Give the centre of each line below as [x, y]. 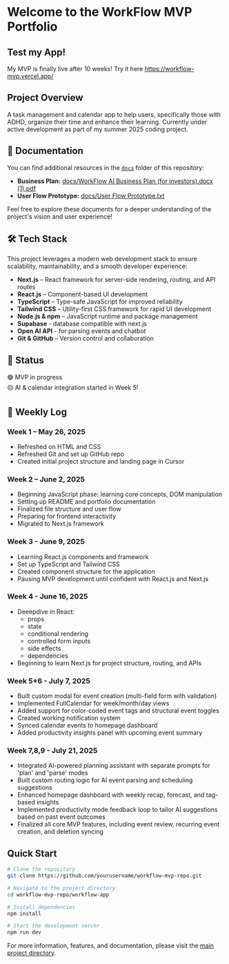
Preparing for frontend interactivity [67, 516]
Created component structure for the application [86, 571]
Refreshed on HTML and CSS [59, 446]
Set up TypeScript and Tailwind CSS [68, 564]
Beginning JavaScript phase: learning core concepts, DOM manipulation [120, 494]
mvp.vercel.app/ [30, 76]
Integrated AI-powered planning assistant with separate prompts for [113, 766]
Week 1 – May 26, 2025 [47, 431]
